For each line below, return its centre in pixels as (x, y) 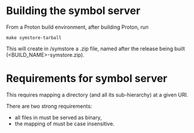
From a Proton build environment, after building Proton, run (77, 27)
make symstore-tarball (34, 37)
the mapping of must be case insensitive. (64, 124)
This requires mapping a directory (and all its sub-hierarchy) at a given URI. (97, 94)
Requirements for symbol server (87, 79)
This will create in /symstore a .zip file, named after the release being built (96, 49)
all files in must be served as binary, (58, 117)
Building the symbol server (73, 11)
